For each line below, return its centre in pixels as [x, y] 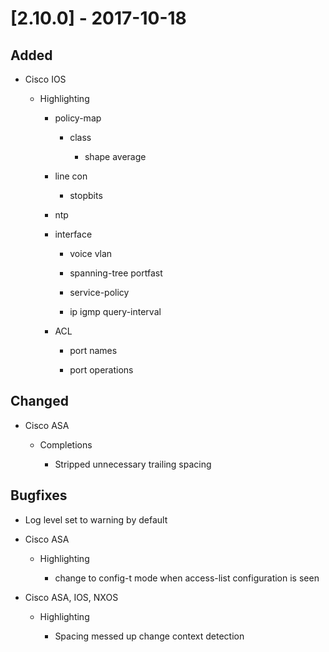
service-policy [99, 292]
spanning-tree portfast [116, 273]
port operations [101, 370]
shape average [115, 156]
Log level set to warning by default [96, 519]
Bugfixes [39, 495]
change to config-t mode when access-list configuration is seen [187, 578]
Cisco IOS [45, 79]
